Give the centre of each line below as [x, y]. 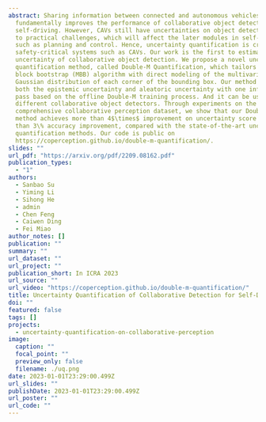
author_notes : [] [37, 237]
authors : [23, 178]
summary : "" [28, 251]
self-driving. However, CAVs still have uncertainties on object [125, 30]
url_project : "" [35, 266]
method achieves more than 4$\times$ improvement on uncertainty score [136, 119]
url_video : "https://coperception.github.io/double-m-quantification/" [129, 288]
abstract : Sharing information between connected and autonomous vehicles [134, 15]
